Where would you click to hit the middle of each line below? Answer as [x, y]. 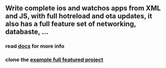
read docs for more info [35, 46]
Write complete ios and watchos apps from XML [83, 8]
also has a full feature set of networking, [71, 24]
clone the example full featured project [54, 60]
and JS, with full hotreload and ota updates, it [79, 16]
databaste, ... [27, 32]
